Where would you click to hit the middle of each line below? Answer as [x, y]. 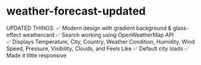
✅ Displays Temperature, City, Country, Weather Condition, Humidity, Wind [101, 41]
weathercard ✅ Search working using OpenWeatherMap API [98, 35]
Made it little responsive [36, 55]
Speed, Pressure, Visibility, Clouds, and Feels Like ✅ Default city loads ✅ [98, 48]
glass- [181, 28]
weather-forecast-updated [76, 11]
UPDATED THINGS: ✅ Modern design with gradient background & [89, 28]
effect [14, 35]
